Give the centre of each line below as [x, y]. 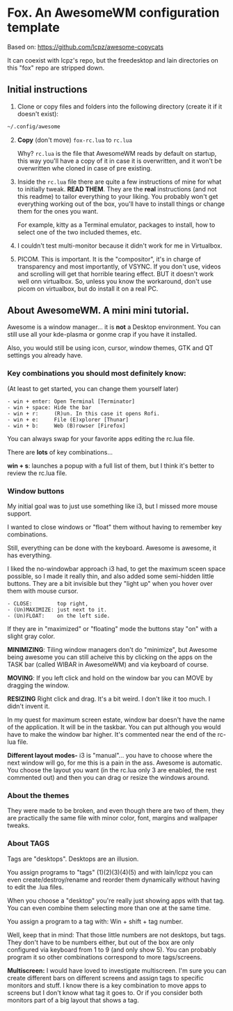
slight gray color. [31, 636]
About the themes [38, 795]
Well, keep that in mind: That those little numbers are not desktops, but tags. [116, 934]
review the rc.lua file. [37, 473]
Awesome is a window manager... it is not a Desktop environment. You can [114, 327]
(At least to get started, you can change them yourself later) [93, 388]
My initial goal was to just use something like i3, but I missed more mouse [112, 507]
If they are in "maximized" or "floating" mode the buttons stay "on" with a [112, 629]
